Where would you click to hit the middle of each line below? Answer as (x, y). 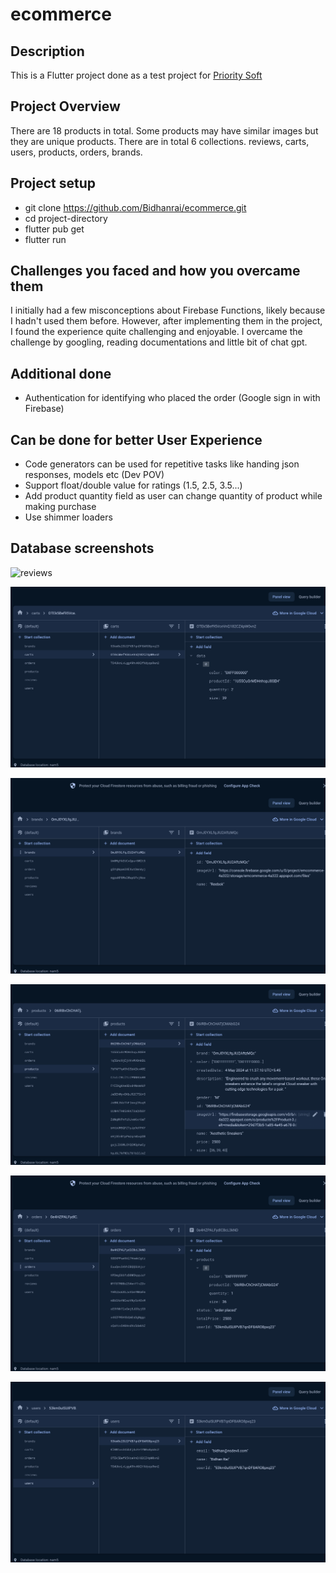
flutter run (45, 239)
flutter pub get (54, 229)
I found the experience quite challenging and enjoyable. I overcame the (156, 332)
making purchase (60, 507)
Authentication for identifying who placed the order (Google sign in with (172, 398)
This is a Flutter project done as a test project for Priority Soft (136, 75)
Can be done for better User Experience (136, 439)
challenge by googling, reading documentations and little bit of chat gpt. (159, 342)
